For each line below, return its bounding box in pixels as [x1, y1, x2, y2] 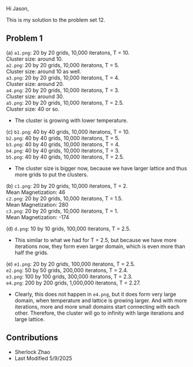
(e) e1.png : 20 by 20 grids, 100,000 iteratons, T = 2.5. [6, 260, 135, 267]
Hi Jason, [6, 5, 29, 12]
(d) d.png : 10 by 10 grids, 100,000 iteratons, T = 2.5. [6, 225, 131, 232]
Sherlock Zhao [14, 348, 51, 355]
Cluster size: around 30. [6, 92, 65, 100]
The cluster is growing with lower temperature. [14, 117, 128, 124]
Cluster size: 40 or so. [6, 105, 60, 113]
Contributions [6, 333, 58, 343]
